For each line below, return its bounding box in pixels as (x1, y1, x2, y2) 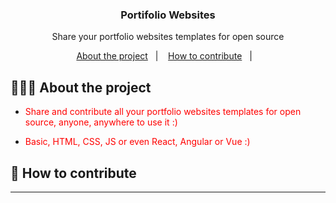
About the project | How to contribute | (76, 50, 253, 62)
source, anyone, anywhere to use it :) (24, 116, 178, 128)
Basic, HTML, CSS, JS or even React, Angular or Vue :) (24, 136, 251, 148)
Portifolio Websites (120, 8, 216, 22)
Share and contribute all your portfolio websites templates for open (24, 106, 302, 118)
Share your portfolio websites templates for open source (51, 31, 285, 43)
